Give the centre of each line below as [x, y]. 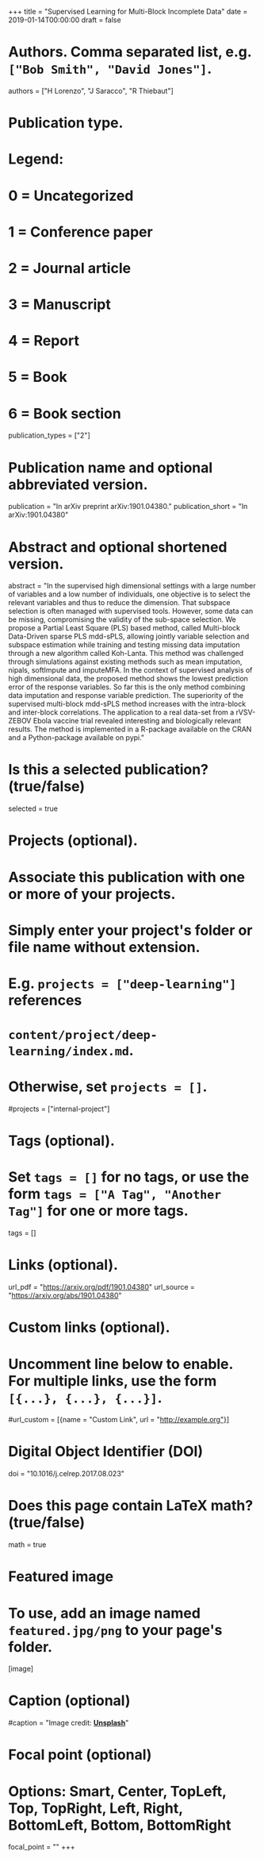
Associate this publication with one [127, 877]
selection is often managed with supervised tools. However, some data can [131, 611]
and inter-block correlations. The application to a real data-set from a [121, 712]
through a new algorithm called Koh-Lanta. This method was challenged [126, 654]
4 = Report [44, 341]
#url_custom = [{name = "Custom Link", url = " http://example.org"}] [119, 1420]
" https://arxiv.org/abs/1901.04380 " [65, 1296]
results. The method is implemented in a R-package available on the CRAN [130, 729]
